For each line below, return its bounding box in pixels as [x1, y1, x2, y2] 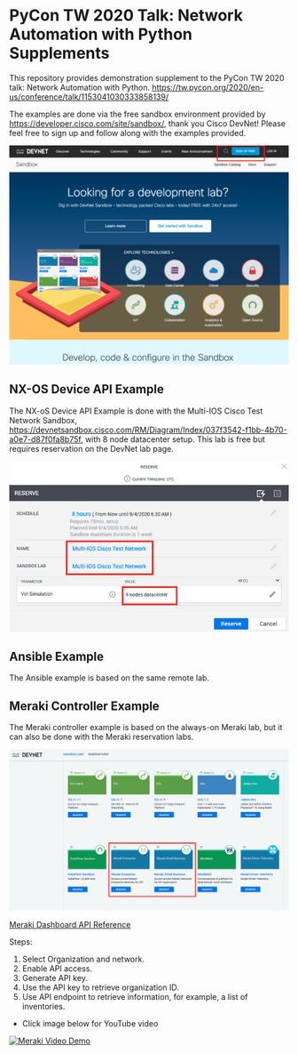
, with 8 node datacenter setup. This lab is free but [80, 433, 266, 445]
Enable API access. [21, 963, 93, 974]
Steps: [9, 937, 33, 947]
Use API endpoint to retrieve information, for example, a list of [21, 992, 248, 1002]
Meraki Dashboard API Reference [9, 920, 131, 930]
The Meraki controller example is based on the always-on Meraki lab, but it [9, 722, 283, 733]
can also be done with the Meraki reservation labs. [9, 731, 194, 743]
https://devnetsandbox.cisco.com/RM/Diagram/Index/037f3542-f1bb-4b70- [9, 424, 287, 435]
